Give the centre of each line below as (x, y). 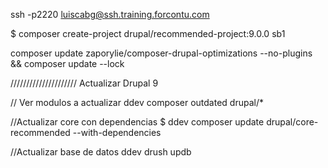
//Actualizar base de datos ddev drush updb (101, 152)
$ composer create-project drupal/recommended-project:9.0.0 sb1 (148, 33)
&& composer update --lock (67, 63)
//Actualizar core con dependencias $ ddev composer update (137, 122)
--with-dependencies (117, 132)
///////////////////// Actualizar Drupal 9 (84, 83)
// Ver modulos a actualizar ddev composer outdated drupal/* (137, 102)
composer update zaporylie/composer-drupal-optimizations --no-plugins (161, 53)
